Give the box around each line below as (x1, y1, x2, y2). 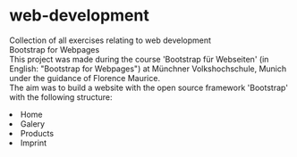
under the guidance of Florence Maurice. (9, 72, 161, 83)
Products (21, 128, 55, 138)
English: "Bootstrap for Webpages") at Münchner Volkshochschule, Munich (9, 63, 287, 74)
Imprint (21, 137, 47, 148)
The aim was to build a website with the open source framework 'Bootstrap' (9, 82, 289, 93)
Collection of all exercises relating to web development (9, 35, 212, 45)
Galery (21, 118, 46, 129)
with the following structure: (9, 91, 113, 103)
